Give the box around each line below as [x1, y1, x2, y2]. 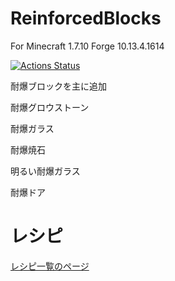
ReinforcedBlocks [10, 7, 162, 30]
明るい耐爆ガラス [10, 165, 81, 177]
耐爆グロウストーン [10, 101, 90, 113]
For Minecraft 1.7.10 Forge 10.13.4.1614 [10, 40, 165, 52]
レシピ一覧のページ [10, 260, 90, 272]
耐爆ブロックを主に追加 [10, 80, 107, 92]
